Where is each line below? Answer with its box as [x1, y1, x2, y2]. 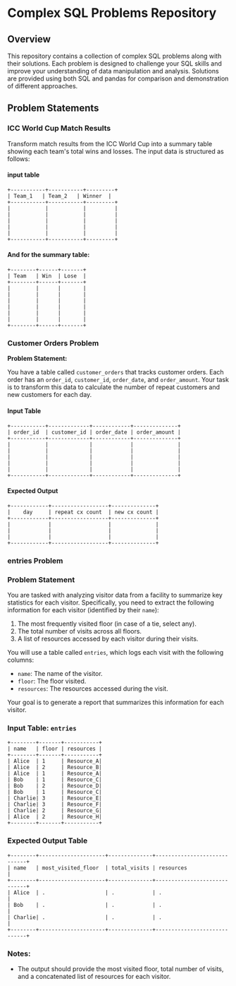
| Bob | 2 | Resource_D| [7, 783, 102, 790]
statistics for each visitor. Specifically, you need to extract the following [7, 598, 215, 607]
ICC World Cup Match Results [7, 124, 111, 133]
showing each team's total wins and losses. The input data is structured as [7, 147, 224, 155]
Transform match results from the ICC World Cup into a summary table [7, 139, 213, 148]
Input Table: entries [7, 723, 77, 732]
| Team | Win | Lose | [7, 273, 87, 280]
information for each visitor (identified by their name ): [7, 606, 160, 614]
